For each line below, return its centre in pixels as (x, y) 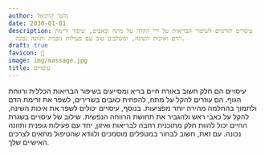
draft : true (28, 46)
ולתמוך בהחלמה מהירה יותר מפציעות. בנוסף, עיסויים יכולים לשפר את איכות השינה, (132, 108)
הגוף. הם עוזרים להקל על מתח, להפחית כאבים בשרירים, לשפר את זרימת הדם (125, 99)
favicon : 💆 (26, 53)
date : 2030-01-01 (37, 23)
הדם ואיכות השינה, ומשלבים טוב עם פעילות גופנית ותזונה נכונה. (101, 38)
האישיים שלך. (29, 142)
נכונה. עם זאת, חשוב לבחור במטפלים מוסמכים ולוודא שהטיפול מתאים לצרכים (125, 133)
